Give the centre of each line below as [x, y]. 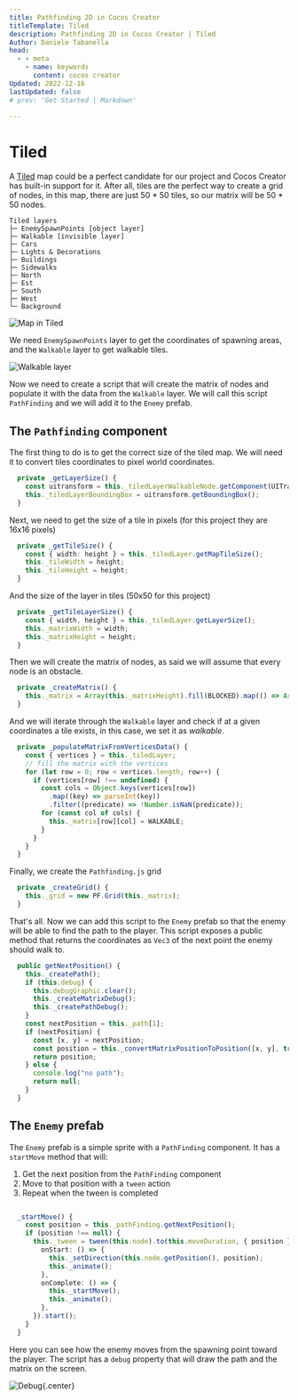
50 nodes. [27, 204]
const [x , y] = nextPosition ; [88, 1040]
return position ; [65, 1057]
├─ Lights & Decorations [55, 252]
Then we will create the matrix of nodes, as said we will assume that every [145, 662]
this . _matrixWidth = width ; [77, 628]
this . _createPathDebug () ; [80, 1007]
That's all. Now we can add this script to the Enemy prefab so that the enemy [148, 921]
